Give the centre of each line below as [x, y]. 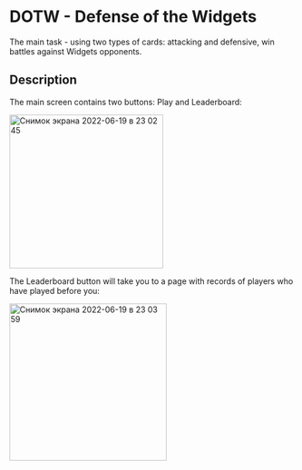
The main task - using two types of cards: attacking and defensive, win [142, 42]
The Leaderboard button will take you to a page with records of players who [151, 281]
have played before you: [54, 290]
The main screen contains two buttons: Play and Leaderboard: [126, 102]
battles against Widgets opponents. [76, 51]
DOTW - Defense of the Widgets [133, 17]
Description [43, 80]
